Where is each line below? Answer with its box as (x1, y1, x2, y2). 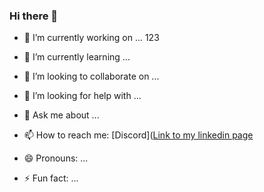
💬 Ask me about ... (23, 109, 100, 121)
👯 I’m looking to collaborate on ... (23, 70, 160, 83)
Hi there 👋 (9, 9, 59, 23)
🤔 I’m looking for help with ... (23, 90, 142, 102)
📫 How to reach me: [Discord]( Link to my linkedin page (23, 129, 254, 141)
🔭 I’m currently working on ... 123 (23, 32, 160, 44)
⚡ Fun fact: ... (23, 172, 79, 184)
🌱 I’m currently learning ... (23, 51, 131, 63)
